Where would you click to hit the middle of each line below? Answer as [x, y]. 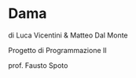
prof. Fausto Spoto [38, 65]
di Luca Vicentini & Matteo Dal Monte [68, 35]
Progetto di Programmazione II [58, 50]
